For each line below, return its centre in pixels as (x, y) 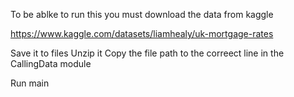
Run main (30, 83)
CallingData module (51, 63)
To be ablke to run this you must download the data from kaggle (142, 14)
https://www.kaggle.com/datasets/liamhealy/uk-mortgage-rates (142, 33)
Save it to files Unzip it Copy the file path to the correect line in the (147, 53)
